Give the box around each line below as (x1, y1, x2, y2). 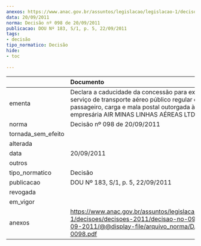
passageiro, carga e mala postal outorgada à (70, 103, 196, 111)
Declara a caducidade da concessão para (70, 88, 187, 96)
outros (9, 159, 28, 167)
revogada (9, 187, 36, 196)
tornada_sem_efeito (9, 130, 65, 138)
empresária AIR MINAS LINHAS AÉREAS (70, 110, 183, 118)
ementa (9, 99, 31, 107)
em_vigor (9, 198, 35, 206)
